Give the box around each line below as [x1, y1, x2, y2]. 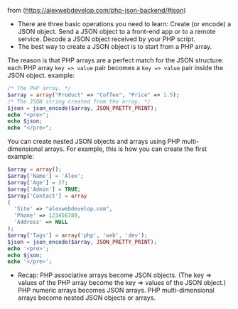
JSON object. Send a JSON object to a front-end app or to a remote [17, 28, 216, 35]
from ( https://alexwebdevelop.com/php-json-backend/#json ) [7, 6, 186, 14]
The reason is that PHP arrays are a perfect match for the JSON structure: [7, 56, 224, 64]
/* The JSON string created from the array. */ [7, 98, 151, 105]
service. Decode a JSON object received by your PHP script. [17, 35, 195, 43]
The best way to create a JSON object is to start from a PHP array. [17, 43, 212, 50]
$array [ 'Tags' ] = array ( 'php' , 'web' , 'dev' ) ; [7, 232, 148, 239]
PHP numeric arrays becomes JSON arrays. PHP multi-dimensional [17, 286, 215, 295]
